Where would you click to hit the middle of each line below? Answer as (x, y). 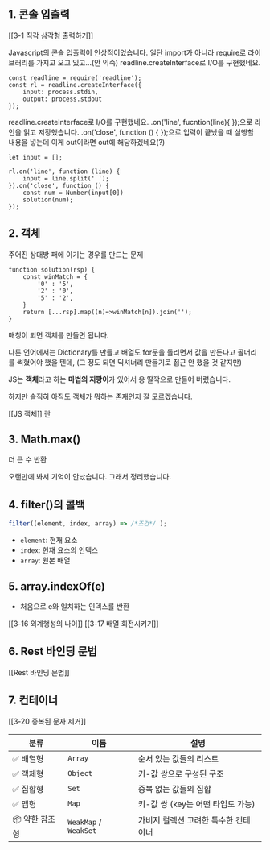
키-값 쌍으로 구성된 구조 (181, 773)
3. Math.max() (45, 440)
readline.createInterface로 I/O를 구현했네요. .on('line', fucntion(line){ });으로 (131, 122)
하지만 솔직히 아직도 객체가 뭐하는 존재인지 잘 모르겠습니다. (100, 396)
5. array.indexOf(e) (57, 586)
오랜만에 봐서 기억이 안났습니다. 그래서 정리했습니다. (90, 477)
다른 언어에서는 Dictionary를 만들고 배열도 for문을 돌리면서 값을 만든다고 (122, 352)
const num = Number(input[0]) (74, 193)
